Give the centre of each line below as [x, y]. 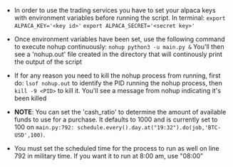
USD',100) [29, 135]
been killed [30, 98]
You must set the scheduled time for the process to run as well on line [116, 148]
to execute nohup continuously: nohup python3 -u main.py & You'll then [119, 47]
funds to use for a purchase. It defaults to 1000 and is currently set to [116, 119]
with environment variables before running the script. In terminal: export [120, 18]
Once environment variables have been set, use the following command [119, 39]
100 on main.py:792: [44, 127]
